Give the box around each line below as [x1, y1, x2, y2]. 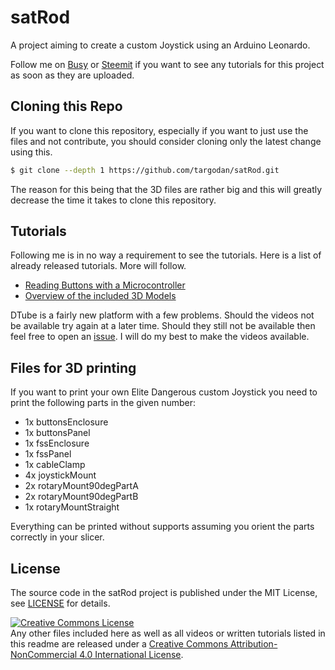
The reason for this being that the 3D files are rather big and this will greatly [10, 183, 323, 195]
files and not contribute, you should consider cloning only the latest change [10, 135, 322, 147]
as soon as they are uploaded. [10, 69, 135, 81]
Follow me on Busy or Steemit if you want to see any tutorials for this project [10, 58, 325, 70]
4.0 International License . [79, 649, 184, 661]
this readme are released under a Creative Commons [10, 638, 229, 650]
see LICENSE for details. [10, 597, 111, 610]
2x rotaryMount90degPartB [24, 491, 139, 503]
